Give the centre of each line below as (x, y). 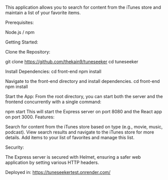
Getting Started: (22, 42)
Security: (15, 147)
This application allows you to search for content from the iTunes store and (83, 7)
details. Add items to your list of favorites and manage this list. (70, 138)
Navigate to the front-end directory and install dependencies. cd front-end (82, 81)
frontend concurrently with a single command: (53, 102)
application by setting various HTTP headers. (52, 162)
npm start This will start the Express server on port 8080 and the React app (84, 111)
